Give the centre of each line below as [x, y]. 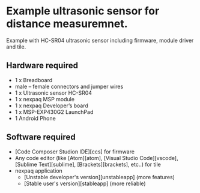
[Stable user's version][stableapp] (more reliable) [85, 183]
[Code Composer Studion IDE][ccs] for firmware [75, 152]
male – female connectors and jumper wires [69, 86]
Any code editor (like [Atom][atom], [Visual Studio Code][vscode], [96, 158]
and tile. [16, 47]
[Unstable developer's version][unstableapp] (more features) [99, 177]
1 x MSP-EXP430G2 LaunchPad [54, 111]
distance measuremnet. [67, 24]
